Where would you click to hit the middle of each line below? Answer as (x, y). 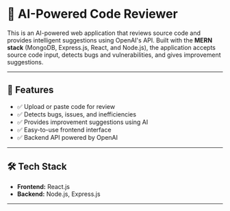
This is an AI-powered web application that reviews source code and (104, 33)
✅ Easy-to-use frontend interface (64, 129)
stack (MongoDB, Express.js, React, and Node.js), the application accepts (111, 47)
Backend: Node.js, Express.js (59, 194)
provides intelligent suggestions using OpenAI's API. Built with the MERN (110, 40)
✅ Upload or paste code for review (66, 106)
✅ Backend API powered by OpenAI (67, 137)
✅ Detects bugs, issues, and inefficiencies (77, 114)
